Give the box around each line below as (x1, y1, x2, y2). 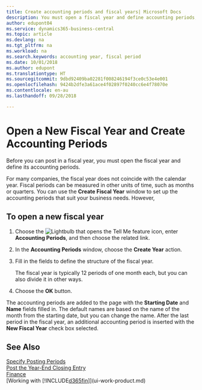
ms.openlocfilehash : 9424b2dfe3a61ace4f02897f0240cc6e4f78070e (6, 82, 168, 88)
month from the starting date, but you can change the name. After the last (6, 312, 189, 319)
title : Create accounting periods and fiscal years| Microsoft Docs (6, 8, 182, 15)
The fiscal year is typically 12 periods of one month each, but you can (14, 269, 188, 276)
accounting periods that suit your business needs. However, (6, 194, 155, 201)
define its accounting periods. (6, 163, 81, 171)
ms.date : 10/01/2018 (6, 59, 58, 65)
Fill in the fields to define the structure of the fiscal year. (14, 257, 154, 265)
